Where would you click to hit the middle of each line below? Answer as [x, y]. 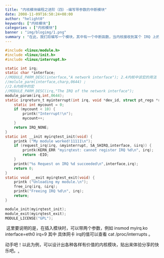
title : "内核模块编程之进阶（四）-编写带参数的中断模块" [56, 10]
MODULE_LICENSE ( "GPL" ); [29, 218]
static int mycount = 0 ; [39, 105]
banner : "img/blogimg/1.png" [36, 32]
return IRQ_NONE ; [31, 127]
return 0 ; [24, 168]
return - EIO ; [36, 155]
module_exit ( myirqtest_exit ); [36, 213]
